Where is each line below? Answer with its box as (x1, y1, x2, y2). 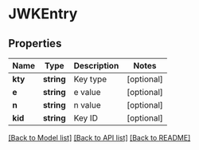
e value (73, 87, 101, 97)
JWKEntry (8, 5, 78, 23)
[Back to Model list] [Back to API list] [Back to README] (8, 133, 191, 142)
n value (73, 100, 101, 110)
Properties (8, 37, 62, 50)
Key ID (73, 112, 98, 124)
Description (73, 61, 119, 71)
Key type (73, 73, 107, 85)
